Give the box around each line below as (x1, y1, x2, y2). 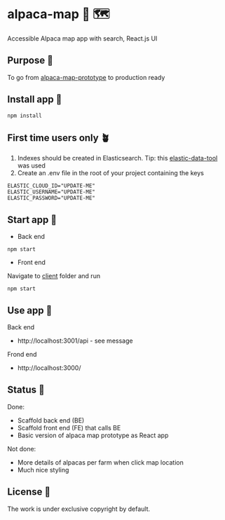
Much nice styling (17, 465, 69, 474)
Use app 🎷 (7, 304, 53, 316)
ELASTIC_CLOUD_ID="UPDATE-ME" (7, 182, 96, 190)
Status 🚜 (7, 384, 46, 396)
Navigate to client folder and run (7, 272, 100, 280)
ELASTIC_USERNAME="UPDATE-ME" (7, 189, 96, 196)
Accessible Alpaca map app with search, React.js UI (7, 34, 158, 43)
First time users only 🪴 (7, 132, 111, 144)
